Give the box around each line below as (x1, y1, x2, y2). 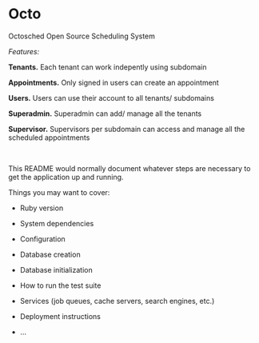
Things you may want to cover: (8, 187, 110, 197)
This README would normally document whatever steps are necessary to (8, 163, 251, 173)
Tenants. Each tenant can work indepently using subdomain (8, 62, 207, 72)
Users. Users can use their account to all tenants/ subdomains (8, 93, 214, 102)
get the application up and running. (8, 172, 124, 181)
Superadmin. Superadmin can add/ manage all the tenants (8, 109, 202, 118)
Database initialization (19, 265, 94, 274)
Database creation (19, 249, 82, 259)
